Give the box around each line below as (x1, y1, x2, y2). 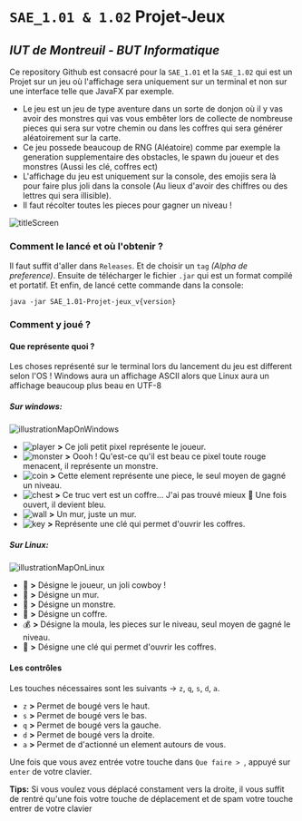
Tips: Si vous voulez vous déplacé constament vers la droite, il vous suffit (9, 783, 285, 795)
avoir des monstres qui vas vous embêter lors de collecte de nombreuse (22, 113, 293, 123)
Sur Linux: (9, 539, 49, 550)
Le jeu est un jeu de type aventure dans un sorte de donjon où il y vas (22, 103, 284, 114)
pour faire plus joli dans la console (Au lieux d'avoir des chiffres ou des (22, 181, 288, 191)
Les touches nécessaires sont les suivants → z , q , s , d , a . (9, 682, 220, 693)
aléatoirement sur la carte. (22, 132, 122, 142)
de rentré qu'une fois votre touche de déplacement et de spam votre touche (9, 793, 294, 804)
